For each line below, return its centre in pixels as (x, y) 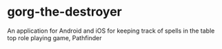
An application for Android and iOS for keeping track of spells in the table (111, 31)
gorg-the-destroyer (64, 12)
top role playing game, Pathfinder (54, 37)
